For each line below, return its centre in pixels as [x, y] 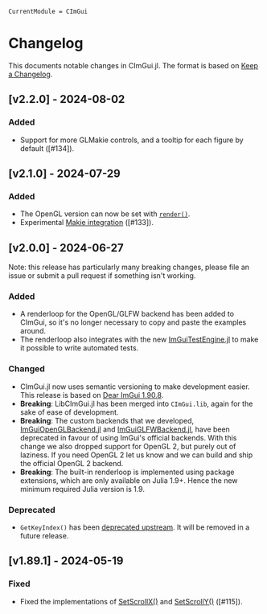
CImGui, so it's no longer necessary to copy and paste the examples [133, 322]
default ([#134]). [47, 148]
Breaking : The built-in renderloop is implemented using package [127, 472]
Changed [27, 369]
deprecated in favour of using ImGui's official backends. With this [128, 437]
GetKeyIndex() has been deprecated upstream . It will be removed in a [135, 527]
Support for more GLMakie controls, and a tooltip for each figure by [131, 140]
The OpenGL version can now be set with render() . [105, 214]
